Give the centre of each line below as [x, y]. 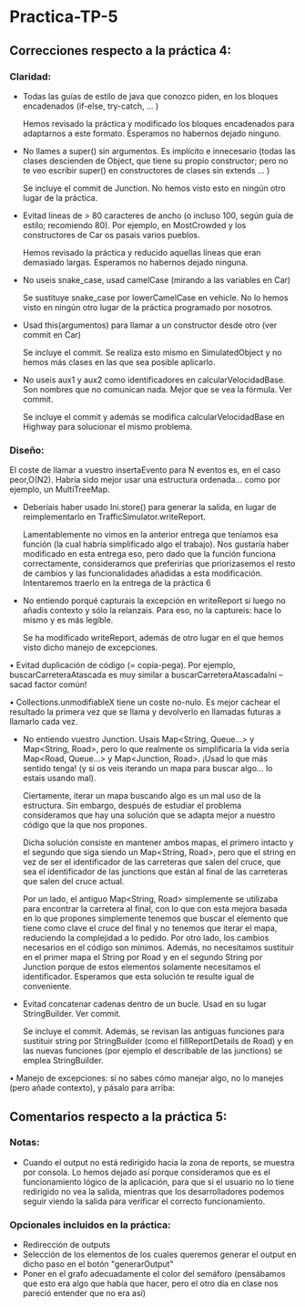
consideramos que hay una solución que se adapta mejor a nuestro [149, 815]
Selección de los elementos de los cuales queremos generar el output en [159, 1255]
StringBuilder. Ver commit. [71, 1014]
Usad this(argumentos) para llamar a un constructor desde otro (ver [150, 325]
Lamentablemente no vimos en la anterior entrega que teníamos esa [150, 535]
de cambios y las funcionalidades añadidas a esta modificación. [142, 573]
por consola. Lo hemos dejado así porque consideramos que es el [147, 1172]
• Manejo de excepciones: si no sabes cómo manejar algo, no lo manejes [147, 1078]
